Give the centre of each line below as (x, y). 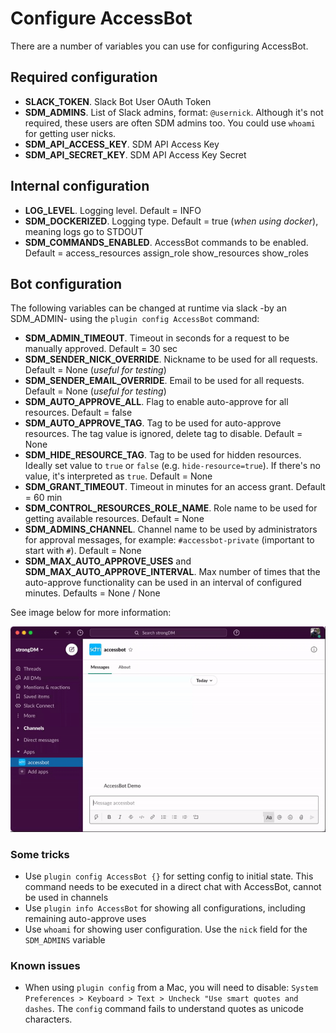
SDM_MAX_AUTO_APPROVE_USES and (108, 561)
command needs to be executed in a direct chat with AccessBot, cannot (173, 887)
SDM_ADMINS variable (65, 940)
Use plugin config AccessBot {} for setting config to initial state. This (169, 876)
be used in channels (66, 898)
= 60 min (43, 498)
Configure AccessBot (101, 18)
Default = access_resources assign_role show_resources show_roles (166, 253)
